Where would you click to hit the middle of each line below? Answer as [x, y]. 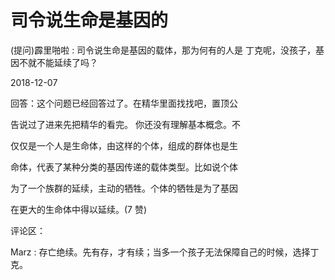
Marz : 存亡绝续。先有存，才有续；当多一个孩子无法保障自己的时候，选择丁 [165, 252]
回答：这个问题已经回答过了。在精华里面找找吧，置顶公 [124, 103]
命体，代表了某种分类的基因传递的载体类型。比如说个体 [124, 167]
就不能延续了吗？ [62, 62]
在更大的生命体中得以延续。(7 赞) [79, 209]
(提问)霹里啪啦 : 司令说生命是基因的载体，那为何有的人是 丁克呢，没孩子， [163, 50]
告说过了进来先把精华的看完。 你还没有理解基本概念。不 [125, 124]
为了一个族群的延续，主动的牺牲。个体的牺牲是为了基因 [124, 188]
